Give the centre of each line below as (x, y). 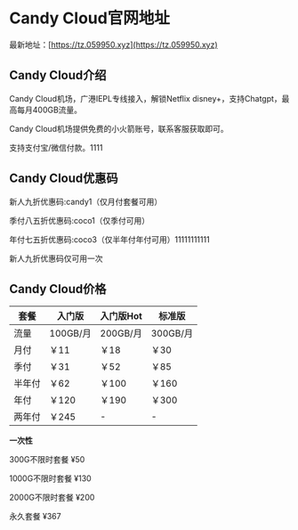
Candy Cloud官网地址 (90, 18)
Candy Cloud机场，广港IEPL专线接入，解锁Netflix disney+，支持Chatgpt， (145, 98)
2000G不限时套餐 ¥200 (52, 497)
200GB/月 (121, 333)
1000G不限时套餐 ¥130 (50, 478)
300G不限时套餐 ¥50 (47, 460)
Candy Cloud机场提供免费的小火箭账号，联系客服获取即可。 (119, 128)
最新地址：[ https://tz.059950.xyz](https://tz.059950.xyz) (113, 45)
